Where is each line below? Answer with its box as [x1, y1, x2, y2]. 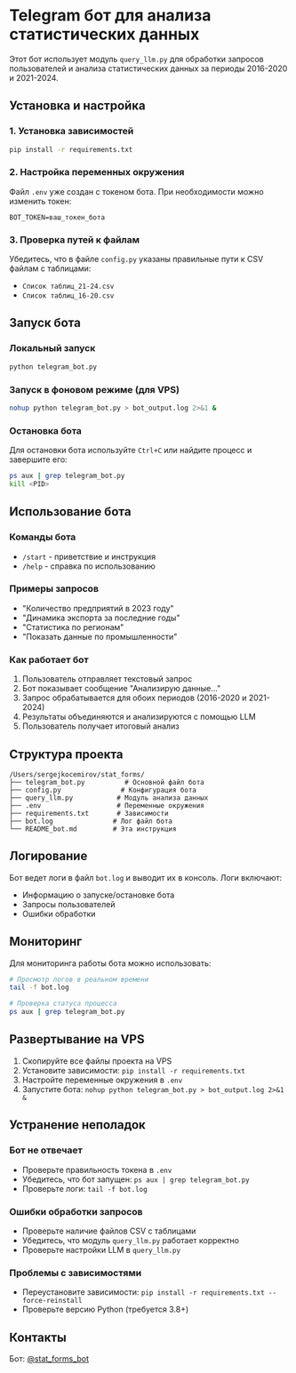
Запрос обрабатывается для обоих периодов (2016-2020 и [21, 692, 247, 703]
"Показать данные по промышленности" [21, 631, 178, 642]
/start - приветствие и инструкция [21, 551, 156, 562]
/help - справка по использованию [21, 561, 156, 571]
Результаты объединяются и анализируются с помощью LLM [21, 712, 256, 722]
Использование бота [9, 504, 132, 520]
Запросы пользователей [21, 898, 116, 909]
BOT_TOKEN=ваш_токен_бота [9, 212, 105, 222]
